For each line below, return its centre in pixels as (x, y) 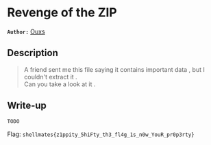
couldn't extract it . (50, 77)
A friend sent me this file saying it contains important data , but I (114, 69)
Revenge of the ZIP (62, 13)
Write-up (27, 106)
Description (33, 53)
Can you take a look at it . (60, 84)
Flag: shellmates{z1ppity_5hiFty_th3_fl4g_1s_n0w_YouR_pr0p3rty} (101, 134)
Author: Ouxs (26, 31)
